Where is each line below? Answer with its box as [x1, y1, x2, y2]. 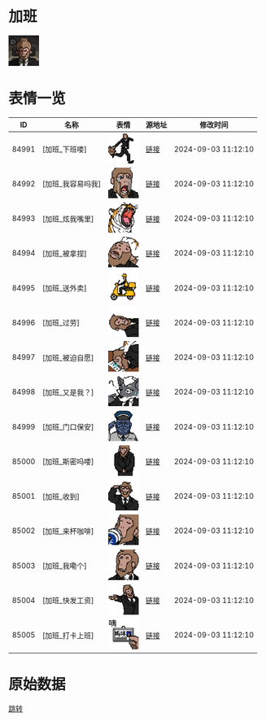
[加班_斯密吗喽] [41, 457, 94, 466]
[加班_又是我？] [41, 387, 94, 397]
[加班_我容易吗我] [41, 179, 102, 189]
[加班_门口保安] [41, 422, 94, 432]
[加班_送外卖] [41, 283, 87, 293]
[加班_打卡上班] [41, 630, 94, 640]
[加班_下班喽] [41, 144, 87, 155]
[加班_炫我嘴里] [41, 213, 94, 224]
